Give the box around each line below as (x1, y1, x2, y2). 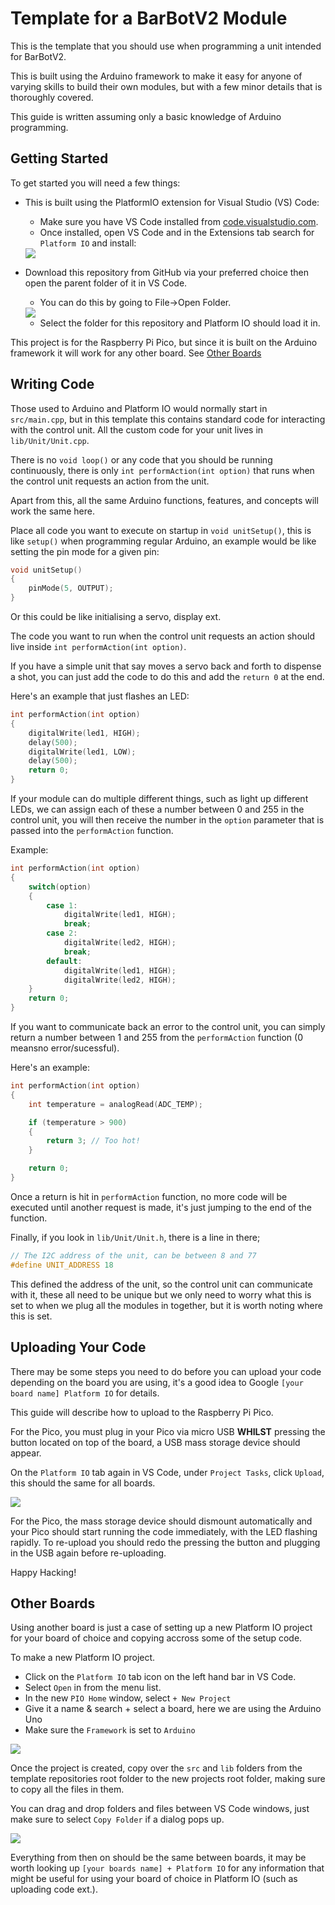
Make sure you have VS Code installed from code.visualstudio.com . (39, 215, 319, 227)
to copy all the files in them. (10, 1783, 125, 1796)
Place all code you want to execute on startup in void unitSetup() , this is (10, 524, 312, 536)
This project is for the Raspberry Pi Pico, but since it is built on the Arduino (10, 336, 318, 348)
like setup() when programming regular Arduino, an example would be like (10, 535, 317, 547)
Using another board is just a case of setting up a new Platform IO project (10, 1622, 313, 1634)
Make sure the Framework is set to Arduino (24, 1724, 196, 1736)
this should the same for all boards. (10, 1477, 156, 1489)
